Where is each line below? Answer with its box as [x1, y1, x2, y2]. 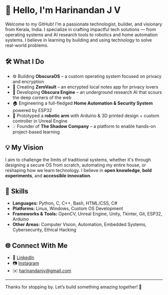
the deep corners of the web [12, 94, 71, 100]
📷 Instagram [12, 260, 39, 266]
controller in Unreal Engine [12, 117, 67, 124]
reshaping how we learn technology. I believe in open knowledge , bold [5, 167, 152, 173]
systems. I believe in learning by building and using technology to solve [5, 37, 152, 43]
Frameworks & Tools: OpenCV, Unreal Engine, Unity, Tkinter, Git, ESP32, [12, 211, 162, 217]
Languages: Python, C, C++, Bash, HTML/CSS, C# [12, 200, 117, 206]
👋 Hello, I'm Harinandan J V [5, 4, 121, 16]
